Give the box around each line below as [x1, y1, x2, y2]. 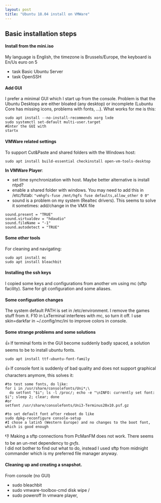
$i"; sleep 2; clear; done [5, 395, 60, 399]
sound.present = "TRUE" [5, 212, 53, 217]
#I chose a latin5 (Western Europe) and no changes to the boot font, [5, 420, 151, 425]
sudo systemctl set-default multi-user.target [5, 120, 101, 125]
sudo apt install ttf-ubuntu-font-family [5, 357, 90, 361]
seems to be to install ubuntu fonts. [5, 347, 76, 353]
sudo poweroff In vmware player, [12, 492, 78, 498]
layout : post [5, 7, 32, 12]
